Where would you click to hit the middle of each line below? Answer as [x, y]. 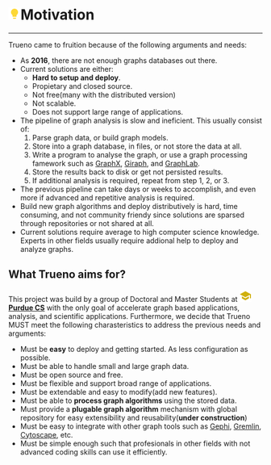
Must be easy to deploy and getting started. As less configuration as [134, 349]
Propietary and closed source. [82, 86]
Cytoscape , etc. [46, 434]
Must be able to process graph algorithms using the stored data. [128, 400]
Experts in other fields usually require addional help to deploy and [129, 241]
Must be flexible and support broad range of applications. [116, 383]
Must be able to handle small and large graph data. [104, 366]
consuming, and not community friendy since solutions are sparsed [132, 215]
